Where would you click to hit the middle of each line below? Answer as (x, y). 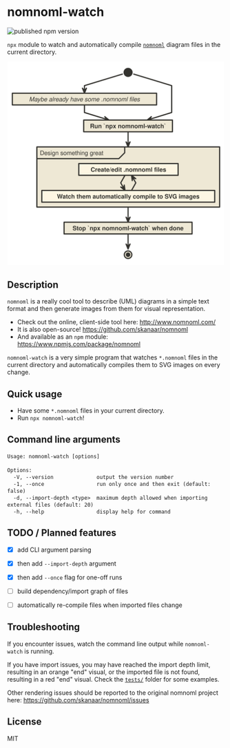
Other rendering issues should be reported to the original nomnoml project (113, 693)
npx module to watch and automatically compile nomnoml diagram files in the (114, 44)
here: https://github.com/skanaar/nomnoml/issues (78, 700)
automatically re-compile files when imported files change (100, 605)
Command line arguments (64, 440)
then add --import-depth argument (67, 563)
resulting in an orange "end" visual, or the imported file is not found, (104, 672)
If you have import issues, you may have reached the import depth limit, (109, 664)
